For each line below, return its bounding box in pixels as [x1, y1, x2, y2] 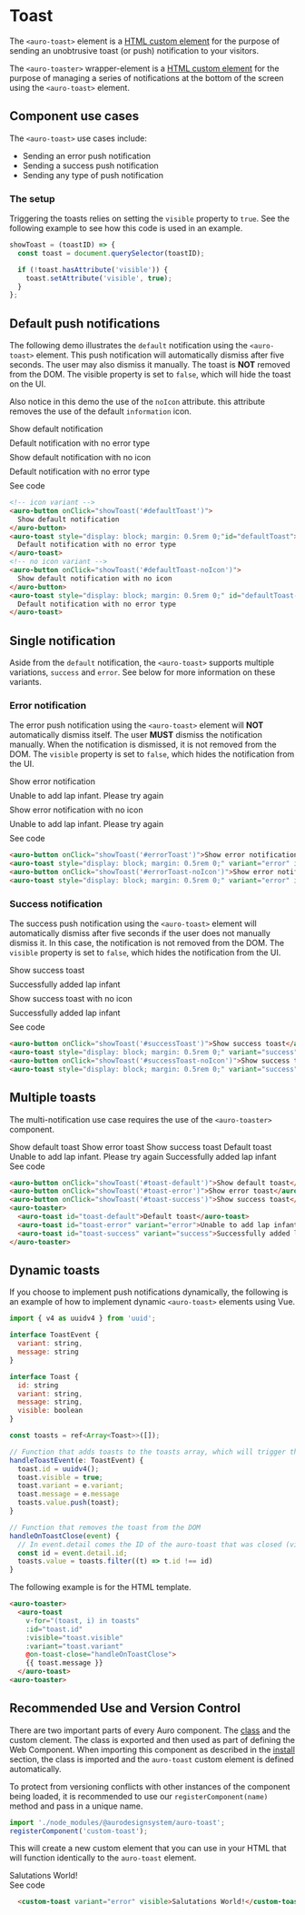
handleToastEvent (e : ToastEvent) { [9, 1456, 144, 1465]
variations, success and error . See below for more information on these [9, 667, 276, 678]
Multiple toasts [9, 1090, 97, 1105]
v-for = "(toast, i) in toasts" [25, 1616, 141, 1625]
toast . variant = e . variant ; [17, 1481, 124, 1490]
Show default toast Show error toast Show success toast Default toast [9, 1141, 272, 1152]
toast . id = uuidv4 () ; [17, 1464, 100, 1474]
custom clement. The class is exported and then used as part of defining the [9, 1734, 295, 1745]
